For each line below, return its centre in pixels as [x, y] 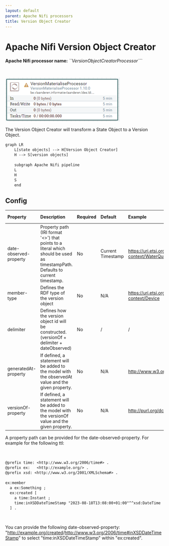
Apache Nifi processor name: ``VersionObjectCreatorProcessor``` [74, 61]
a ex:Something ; [28, 488]
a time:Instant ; [32, 498]
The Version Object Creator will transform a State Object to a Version [77, 130]
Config [16, 201]
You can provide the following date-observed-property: [63, 527]
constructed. [53, 332]
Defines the [52, 288]
